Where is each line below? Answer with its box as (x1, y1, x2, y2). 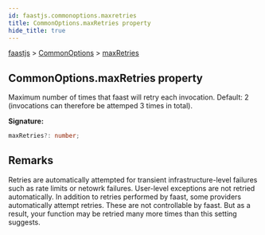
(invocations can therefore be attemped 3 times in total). (8, 101, 193, 111)
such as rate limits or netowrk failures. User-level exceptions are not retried (8, 183, 255, 193)
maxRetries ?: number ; (8, 132, 80, 140)
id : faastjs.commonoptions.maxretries (8, 11, 137, 20)
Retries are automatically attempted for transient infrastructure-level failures (8, 174, 258, 184)
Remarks (8, 154, 54, 167)
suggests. (8, 217, 41, 227)
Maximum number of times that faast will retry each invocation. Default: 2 (8, 92, 249, 102)
